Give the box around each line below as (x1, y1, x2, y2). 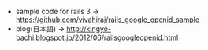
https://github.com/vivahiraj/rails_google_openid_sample (15, 15, 199, 24)
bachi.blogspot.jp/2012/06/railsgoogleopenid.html (15, 33, 179, 42)
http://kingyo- (66, 24, 112, 34)
